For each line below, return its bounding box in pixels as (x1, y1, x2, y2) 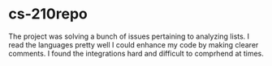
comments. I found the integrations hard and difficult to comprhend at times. (8, 48, 264, 58)
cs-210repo (8, 5, 88, 23)
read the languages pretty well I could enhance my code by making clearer (8, 39, 259, 49)
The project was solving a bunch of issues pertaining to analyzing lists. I (8, 31, 250, 41)
